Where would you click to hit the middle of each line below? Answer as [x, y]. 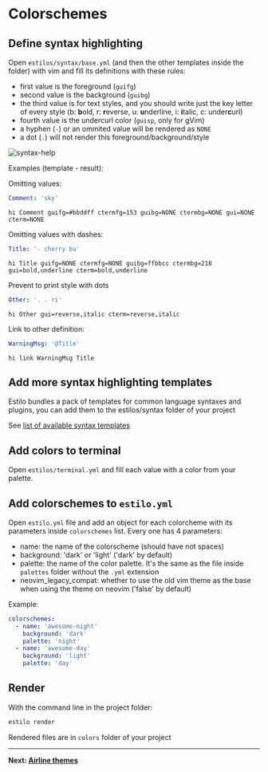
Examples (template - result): [56, 168]
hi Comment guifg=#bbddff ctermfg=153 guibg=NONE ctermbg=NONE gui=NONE [132, 212]
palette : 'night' [51, 641]
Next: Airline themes [43, 760]
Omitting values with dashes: [56, 234]
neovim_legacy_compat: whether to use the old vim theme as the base [135, 580]
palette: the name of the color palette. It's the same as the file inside [132, 563]
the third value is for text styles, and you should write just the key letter [136, 103]
